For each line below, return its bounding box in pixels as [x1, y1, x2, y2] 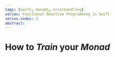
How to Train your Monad [5, 42, 111, 53]
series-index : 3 [5, 16, 38, 21]
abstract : [5, 20, 25, 26]
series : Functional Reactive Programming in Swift [5, 12, 110, 17]
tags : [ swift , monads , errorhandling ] [5, 7, 84, 12]
